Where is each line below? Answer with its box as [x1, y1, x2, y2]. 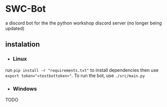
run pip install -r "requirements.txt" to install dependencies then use [5, 67, 159, 73]
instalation [5, 40, 40, 49]
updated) [5, 25, 25, 31]
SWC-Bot [5, 3, 46, 15]
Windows [12, 85, 37, 92]
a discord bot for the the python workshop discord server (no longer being [5, 20, 162, 26]
